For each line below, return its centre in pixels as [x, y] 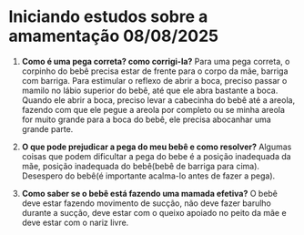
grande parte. [47, 128]
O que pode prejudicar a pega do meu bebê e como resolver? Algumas [157, 147]
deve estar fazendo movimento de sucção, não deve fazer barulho [147, 203]
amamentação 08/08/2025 [114, 36]
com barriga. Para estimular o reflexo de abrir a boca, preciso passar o [154, 80]
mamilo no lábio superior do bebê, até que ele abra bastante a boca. [150, 90]
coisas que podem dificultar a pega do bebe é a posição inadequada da [157, 156]
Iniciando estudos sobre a [108, 17]
